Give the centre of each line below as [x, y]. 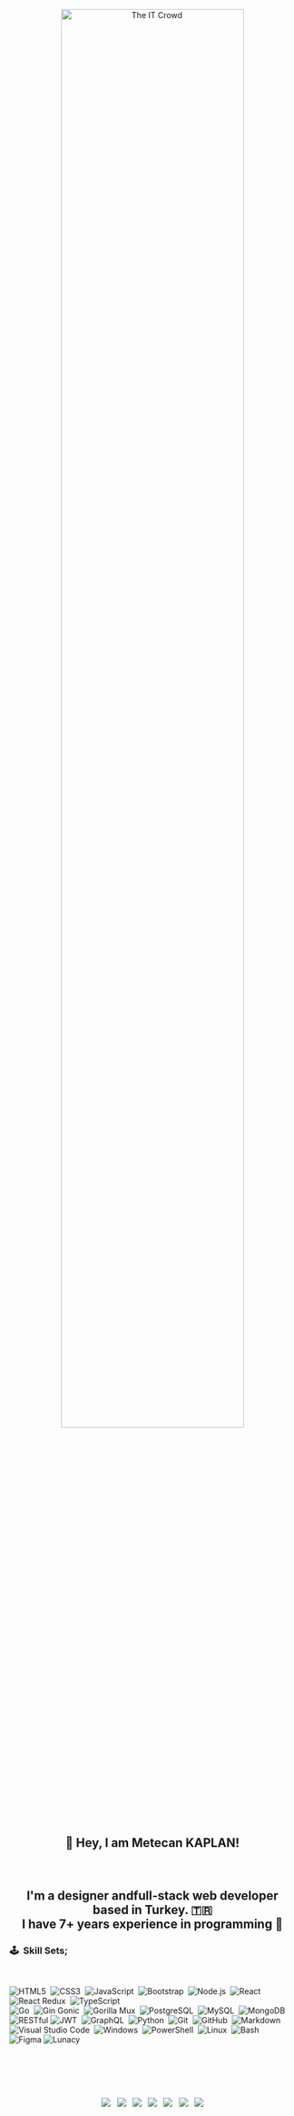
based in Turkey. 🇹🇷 [152, 1910]
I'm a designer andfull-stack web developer [152, 1895]
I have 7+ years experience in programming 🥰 [152, 1924]
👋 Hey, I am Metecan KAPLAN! [152, 1843]
